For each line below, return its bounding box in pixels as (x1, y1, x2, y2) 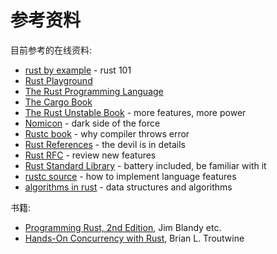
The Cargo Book (24, 96, 93, 108)
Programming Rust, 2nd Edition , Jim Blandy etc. (24, 221, 222, 233)
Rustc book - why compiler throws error (24, 127, 190, 140)
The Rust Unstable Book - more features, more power (24, 106, 247, 118)
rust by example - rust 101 (24, 64, 132, 76)
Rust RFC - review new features (24, 149, 157, 161)
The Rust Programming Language (24, 85, 164, 97)
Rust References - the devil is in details (24, 138, 186, 150)
